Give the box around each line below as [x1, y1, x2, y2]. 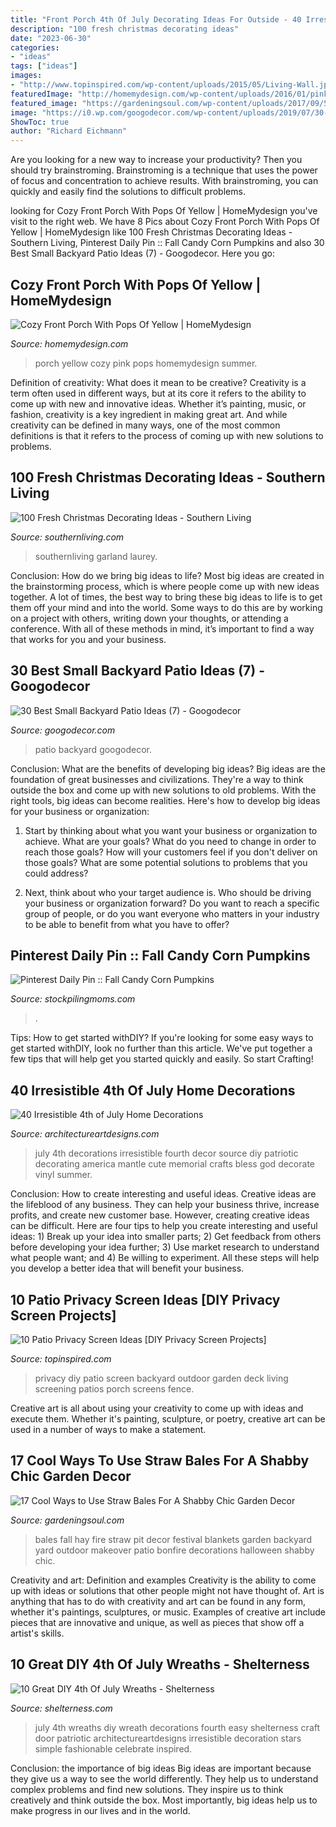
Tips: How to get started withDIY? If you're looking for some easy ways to [10, 1032, 314, 1044]
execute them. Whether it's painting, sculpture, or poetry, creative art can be [10, 1413, 326, 1425]
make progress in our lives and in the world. [10, 1804, 191, 1816]
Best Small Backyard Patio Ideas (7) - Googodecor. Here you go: [10, 247, 275, 260]
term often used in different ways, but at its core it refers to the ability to [10, 387, 307, 399]
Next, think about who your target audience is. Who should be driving [24, 886, 312, 898]
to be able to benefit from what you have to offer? [24, 918, 230, 930]
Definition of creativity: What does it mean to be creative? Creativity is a [10, 376, 307, 388]
